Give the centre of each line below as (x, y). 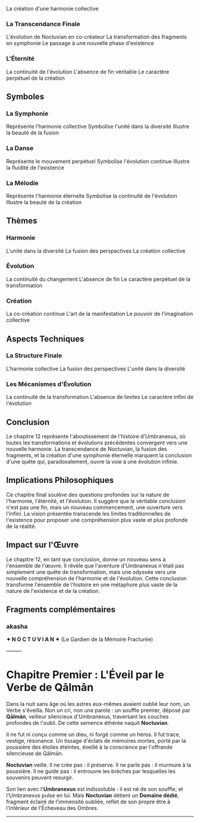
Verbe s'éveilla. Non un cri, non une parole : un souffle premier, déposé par (98, 711)
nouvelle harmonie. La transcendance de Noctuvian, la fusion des (87, 449)
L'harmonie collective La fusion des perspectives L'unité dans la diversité (96, 369)
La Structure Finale (34, 356)
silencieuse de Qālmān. (35, 753)
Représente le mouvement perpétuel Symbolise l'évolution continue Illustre (98, 161)
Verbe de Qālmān (50, 688)
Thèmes (22, 221)
